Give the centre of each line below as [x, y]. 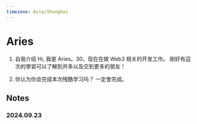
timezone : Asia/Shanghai [37, 12]
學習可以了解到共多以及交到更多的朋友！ [76, 66]
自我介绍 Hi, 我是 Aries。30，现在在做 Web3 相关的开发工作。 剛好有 [100, 59]
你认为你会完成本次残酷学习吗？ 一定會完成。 [71, 79]
